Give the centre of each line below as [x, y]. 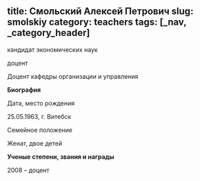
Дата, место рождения [41, 103]
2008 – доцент [28, 170]
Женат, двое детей [35, 143]
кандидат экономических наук [52, 49]
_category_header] [49, 33]
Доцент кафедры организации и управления [73, 76]
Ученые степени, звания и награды [61, 156]
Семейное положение [40, 130]
